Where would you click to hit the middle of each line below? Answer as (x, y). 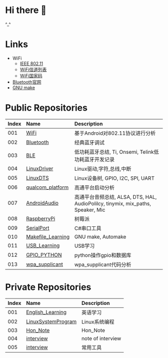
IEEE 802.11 (31, 63)
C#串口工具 (88, 228)
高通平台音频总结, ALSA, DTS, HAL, (115, 197)
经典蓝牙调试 (89, 142)
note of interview (101, 338)
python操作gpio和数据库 (103, 255)
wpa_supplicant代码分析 (103, 264)
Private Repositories (48, 287)
